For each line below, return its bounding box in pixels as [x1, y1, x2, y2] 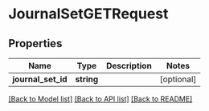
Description [105, 61, 153, 71]
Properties [8, 37, 63, 50]
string [75, 73, 99, 85]
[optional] [159, 73, 197, 85]
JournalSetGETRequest [8, 5, 169, 23]
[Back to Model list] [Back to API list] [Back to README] [8, 94, 193, 104]
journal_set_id [12, 73, 68, 85]
